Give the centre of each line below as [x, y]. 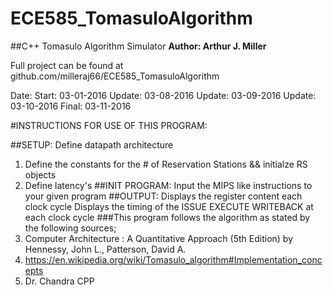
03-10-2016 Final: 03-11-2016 [71, 106]
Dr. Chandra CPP [59, 281]
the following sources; [70, 228]
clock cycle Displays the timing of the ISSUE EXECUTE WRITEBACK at [169, 206]
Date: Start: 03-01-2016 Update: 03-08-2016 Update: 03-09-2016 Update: [163, 95]
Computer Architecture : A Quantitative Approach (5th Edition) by [159, 238]
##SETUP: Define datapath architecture [92, 144]
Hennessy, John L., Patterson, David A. [105, 249]
